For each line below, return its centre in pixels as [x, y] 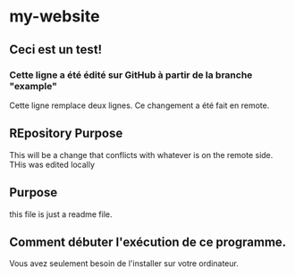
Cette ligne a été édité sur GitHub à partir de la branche [131, 75]
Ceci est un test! [56, 50]
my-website [55, 17]
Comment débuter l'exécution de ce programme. [148, 242]
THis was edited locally [52, 164]
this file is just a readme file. [61, 214]
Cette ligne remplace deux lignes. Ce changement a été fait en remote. [139, 105]
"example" [34, 86]
